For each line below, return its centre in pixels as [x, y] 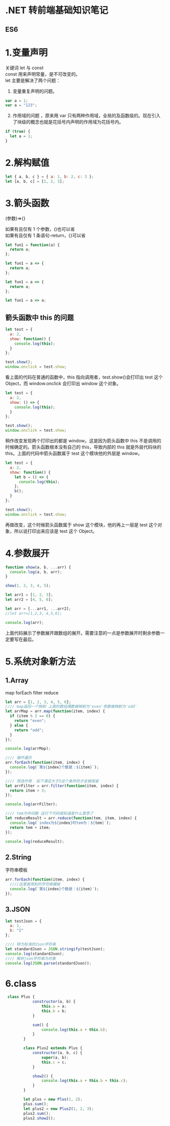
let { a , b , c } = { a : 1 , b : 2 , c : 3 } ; [50, 177]
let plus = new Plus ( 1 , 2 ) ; [53, 1099]
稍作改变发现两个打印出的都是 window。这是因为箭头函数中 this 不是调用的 [83, 441]
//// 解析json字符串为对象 [31, 958]
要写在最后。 [23, 639]
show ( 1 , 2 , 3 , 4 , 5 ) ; [28, 586]
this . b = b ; [54, 1011]
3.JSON [18, 910]
